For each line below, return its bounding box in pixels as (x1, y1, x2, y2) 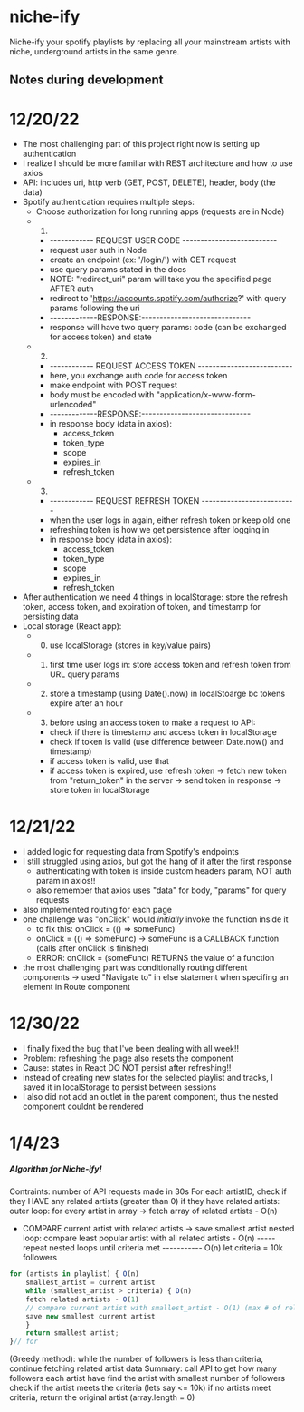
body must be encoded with (49, 389, 155, 400)
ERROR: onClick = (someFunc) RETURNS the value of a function (35, 953, 275, 964)
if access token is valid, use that (49, 756, 169, 767)
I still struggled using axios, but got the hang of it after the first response (22, 856, 292, 868)
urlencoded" (49, 399, 97, 410)
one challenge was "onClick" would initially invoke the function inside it (22, 914, 289, 925)
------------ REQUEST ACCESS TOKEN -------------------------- (49, 360, 293, 371)
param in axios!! (35, 876, 96, 887)
